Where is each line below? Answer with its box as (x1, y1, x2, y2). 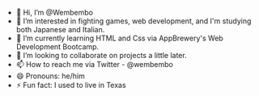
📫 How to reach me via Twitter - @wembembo (15, 60, 174, 69)
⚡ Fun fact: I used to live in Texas (15, 81, 127, 90)
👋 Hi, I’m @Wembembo (15, 8, 94, 17)
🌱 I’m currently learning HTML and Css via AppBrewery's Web (15, 33, 224, 43)
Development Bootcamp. (15, 42, 100, 52)
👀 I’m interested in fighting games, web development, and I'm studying (15, 16, 252, 26)
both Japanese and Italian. (15, 25, 105, 34)
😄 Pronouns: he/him (15, 71, 85, 81)
